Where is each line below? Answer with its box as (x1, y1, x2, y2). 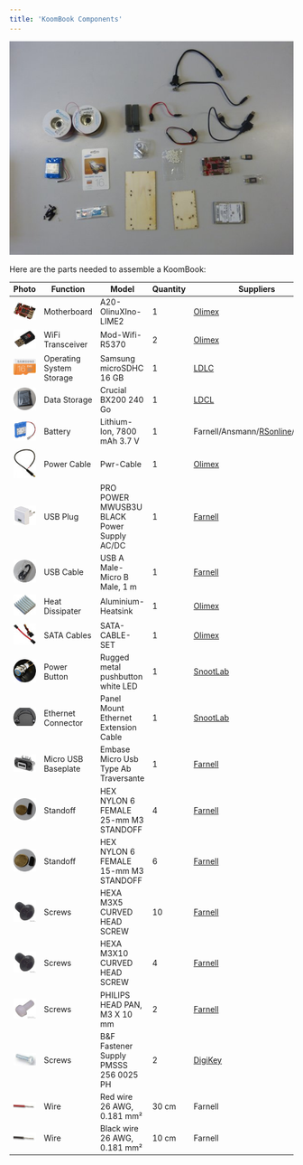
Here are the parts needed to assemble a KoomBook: (9, 263, 207, 275)
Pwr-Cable (100, 459, 142, 470)
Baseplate (43, 764, 81, 775)
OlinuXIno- (100, 306, 142, 317)
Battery (43, 426, 71, 437)
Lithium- (100, 417, 133, 427)
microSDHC (100, 362, 144, 373)
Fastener (100, 1040, 133, 1051)
